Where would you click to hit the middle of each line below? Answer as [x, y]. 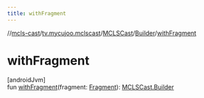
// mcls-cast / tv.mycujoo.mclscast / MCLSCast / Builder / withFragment [102, 33]
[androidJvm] [27, 79]
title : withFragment [37, 13]
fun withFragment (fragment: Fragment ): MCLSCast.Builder [91, 87]
